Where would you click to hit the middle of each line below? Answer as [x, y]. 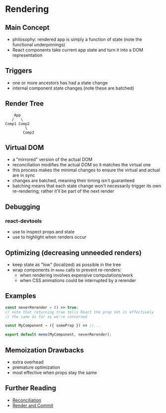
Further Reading [31, 388]
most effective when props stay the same [55, 372]
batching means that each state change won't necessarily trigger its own [87, 186]
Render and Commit [33, 405]
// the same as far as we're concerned [46, 317]
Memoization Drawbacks [45, 350]
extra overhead [28, 362]
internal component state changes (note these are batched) [73, 88]
